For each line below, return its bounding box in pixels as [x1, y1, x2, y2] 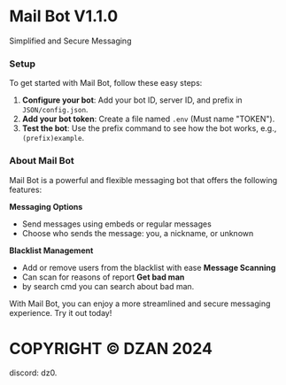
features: [9, 184, 43, 195]
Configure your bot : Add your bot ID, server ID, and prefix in [21, 95, 243, 105]
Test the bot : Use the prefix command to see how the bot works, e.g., [21, 123, 277, 134]
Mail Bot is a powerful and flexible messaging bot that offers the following [9, 174, 278, 185]
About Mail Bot [9, 155, 74, 167]
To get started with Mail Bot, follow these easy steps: [9, 78, 203, 89]
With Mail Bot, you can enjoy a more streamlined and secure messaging [9, 298, 271, 309]
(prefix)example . [21, 133, 85, 143]
